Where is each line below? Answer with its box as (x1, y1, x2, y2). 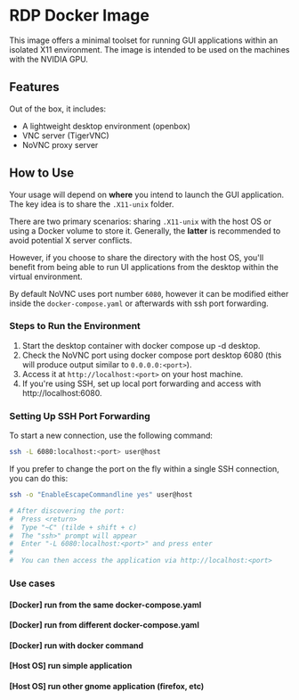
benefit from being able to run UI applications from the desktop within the (9, 261, 279, 272)
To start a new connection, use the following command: (9, 430, 214, 441)
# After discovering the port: (9, 506, 125, 515)
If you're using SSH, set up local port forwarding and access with (21, 378, 262, 389)
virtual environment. (9, 271, 83, 282)
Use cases (9, 577, 56, 589)
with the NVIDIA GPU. (9, 54, 89, 64)
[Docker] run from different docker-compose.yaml (9, 620, 200, 630)
